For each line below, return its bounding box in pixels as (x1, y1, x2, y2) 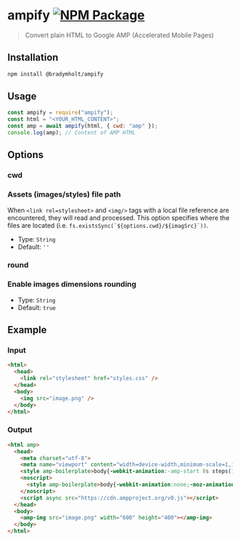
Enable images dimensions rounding (7, 279, 137, 289)
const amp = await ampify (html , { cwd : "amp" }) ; (7, 122, 159, 130)
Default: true (17, 303, 56, 312)
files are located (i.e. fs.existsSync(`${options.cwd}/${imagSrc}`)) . (7, 221, 209, 229)
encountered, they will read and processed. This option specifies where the (7, 213, 230, 222)
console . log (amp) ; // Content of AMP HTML (7, 129, 136, 137)
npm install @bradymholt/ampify (7, 70, 104, 78)
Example (7, 324, 47, 336)
